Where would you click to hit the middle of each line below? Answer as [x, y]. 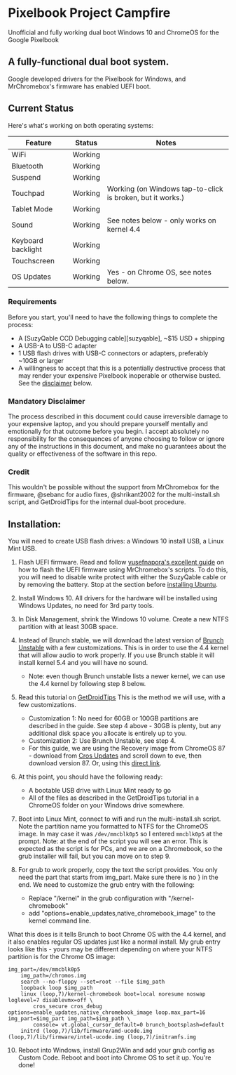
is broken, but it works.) [146, 197]
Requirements [33, 302]
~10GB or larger [41, 360]
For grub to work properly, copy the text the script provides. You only [118, 870]
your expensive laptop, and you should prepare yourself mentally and [108, 424]
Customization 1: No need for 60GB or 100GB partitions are [113, 718]
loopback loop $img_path [57, 988]
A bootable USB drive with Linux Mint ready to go [99, 791]
